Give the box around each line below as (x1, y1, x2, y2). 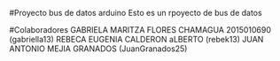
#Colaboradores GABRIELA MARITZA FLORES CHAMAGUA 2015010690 (9, 25, 272, 34)
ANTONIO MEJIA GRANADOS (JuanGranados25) (9, 43, 188, 54)
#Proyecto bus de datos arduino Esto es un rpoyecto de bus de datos (9, 8, 263, 18)
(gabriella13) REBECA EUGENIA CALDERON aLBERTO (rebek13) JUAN (9, 34, 264, 44)
